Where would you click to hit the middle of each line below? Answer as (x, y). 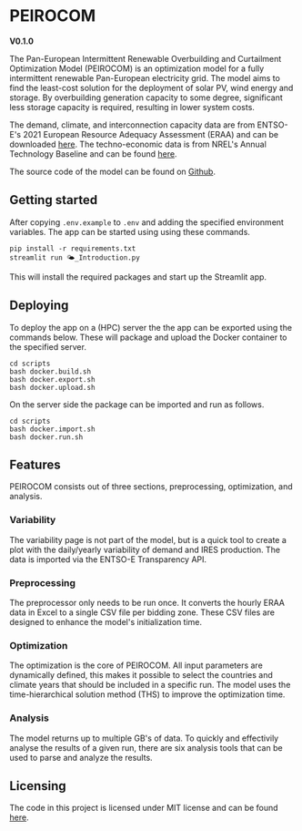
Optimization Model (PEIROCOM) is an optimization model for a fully (137, 68)
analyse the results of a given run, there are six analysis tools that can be (146, 747)
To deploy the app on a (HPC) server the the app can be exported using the (151, 327)
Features (35, 464)
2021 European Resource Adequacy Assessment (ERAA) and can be (151, 134)
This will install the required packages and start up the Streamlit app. (138, 277)
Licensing (38, 786)
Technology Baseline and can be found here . (93, 154)
